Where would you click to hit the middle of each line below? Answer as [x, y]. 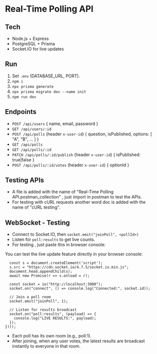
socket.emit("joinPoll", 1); [39, 301]
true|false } [23, 159]
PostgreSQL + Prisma [33, 44]
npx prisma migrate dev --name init [49, 92]
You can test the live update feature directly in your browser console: [74, 254]
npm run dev [24, 97]
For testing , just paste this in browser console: [59, 245]
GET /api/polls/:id [32, 150]
